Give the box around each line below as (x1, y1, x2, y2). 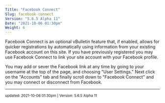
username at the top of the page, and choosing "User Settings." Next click (5, 69, 155, 75)
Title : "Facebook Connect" (5, 7, 60, 12)
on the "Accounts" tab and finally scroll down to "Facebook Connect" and (5, 74, 154, 80)
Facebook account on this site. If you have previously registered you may (5, 49, 153, 55)
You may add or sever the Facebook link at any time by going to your (5, 64, 144, 70)
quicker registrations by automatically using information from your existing (5, 44, 156, 50)
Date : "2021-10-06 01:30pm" (5, 21, 63, 26)
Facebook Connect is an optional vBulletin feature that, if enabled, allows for (5, 39, 160, 44)
